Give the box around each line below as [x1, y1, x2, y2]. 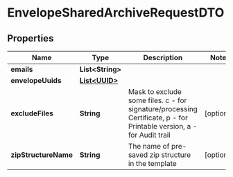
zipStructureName [10, 150, 73, 160]
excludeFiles [10, 109, 54, 118]
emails [10, 64, 33, 74]
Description [143, 53, 183, 62]
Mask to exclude [128, 87, 182, 96]
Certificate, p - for [128, 113, 189, 122]
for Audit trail [128, 130, 171, 140]
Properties [7, 32, 54, 44]
